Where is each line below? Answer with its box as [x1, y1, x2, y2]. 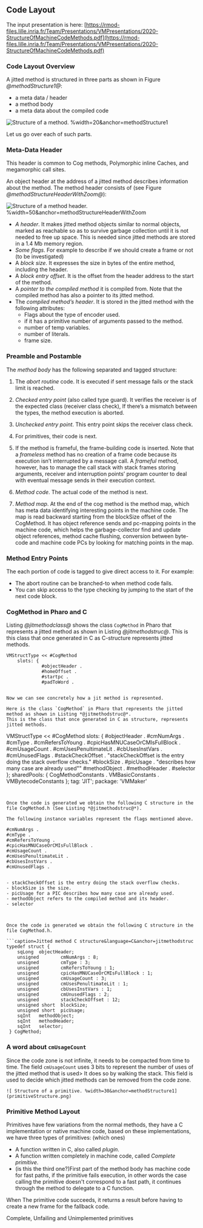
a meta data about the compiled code [15, 107, 109, 114]
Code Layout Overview [6, 62, 75, 71]
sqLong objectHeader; [17, 949, 75, 955]
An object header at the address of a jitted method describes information [6, 178, 188, 185]
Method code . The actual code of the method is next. [15, 488, 148, 495]
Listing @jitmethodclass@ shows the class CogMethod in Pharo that [6, 621, 171, 629]
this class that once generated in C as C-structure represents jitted [6, 635, 173, 642]
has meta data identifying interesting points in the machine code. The [15, 506, 188, 514]
